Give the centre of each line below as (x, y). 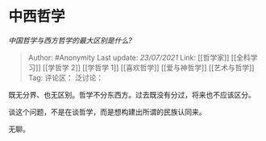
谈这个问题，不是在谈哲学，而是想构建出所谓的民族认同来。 (107, 112)
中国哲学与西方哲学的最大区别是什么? (71, 40)
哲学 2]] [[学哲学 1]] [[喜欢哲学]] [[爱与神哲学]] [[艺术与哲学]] (155, 67)
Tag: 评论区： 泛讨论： (66, 77)
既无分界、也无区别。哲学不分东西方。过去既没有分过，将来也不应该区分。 (132, 94)
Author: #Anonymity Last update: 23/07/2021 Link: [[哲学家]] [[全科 (139, 57)
